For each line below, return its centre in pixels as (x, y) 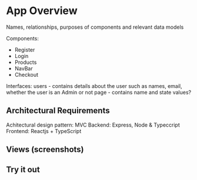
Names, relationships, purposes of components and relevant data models (95, 27)
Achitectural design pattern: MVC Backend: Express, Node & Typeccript (93, 125)
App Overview (42, 11)
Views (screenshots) (45, 150)
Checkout (26, 74)
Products (26, 62)
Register (25, 50)
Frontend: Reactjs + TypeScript (44, 131)
